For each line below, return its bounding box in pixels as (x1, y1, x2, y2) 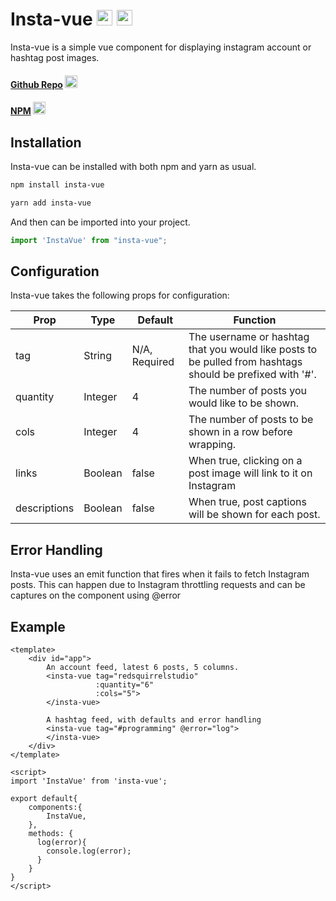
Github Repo (10, 78, 63, 90)
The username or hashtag (188, 330, 310, 344)
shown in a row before (188, 425, 293, 439)
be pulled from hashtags (188, 355, 303, 369)
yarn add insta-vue (10, 198, 92, 208)
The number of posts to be (188, 413, 314, 427)
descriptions (15, 501, 75, 515)
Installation (10, 134, 82, 151)
